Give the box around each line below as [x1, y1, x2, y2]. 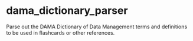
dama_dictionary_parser [6, 4, 128, 17]
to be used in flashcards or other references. [6, 29, 115, 36]
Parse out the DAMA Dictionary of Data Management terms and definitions [6, 23, 188, 30]
